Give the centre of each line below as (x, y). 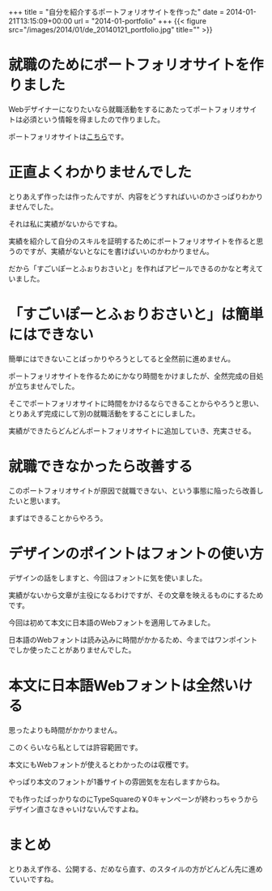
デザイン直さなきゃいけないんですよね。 (76, 809)
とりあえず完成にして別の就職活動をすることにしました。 (104, 413)
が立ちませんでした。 (44, 386)
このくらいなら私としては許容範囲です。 (75, 747)
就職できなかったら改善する (101, 467)
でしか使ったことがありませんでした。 (72, 650)
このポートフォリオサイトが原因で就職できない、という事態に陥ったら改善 (132, 490)
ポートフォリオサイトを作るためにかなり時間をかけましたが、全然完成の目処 (136, 376)
